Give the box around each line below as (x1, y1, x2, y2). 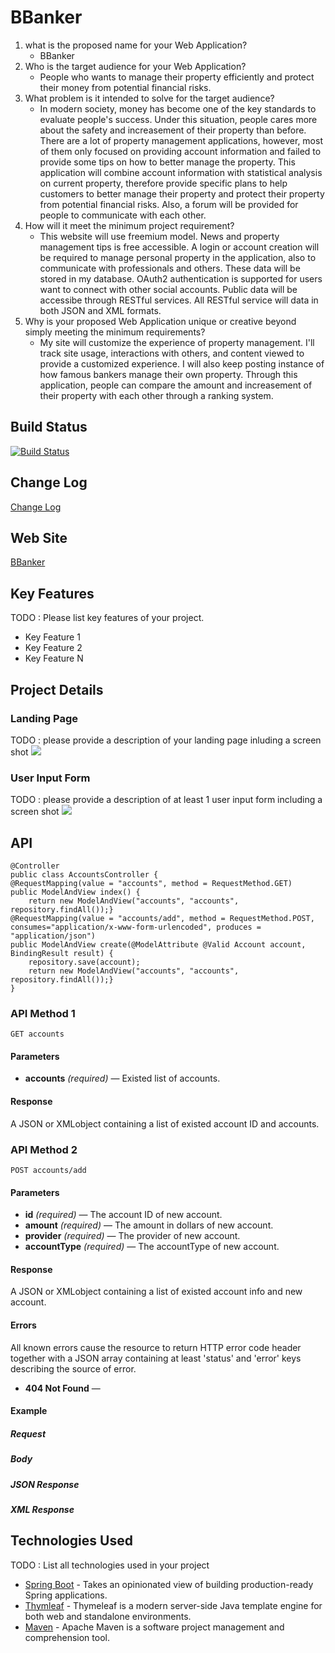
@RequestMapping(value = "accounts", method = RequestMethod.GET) (10, 878, 293, 888)
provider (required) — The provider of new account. (24, 1230, 241, 1242)
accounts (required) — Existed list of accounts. (24, 1072, 221, 1085)
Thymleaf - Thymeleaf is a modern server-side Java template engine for (24, 1599, 323, 1611)
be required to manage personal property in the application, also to (39, 251, 317, 263)
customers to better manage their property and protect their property (39, 187, 325, 200)
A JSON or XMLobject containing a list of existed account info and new (10, 1286, 303, 1298)
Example (10, 1405, 48, 1417)
